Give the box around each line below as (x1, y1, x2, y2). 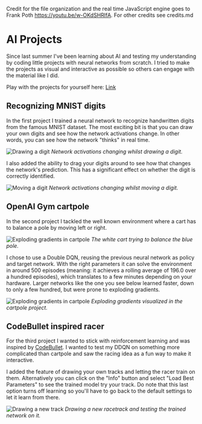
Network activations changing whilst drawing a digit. (51, 148, 183, 155)
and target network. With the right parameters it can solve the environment (6, 260, 192, 267)
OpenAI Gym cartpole (6, 201, 89, 212)
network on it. (6, 412, 41, 419)
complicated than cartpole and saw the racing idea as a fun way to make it (6, 350, 192, 358)
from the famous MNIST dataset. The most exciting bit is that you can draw (6, 123, 193, 130)
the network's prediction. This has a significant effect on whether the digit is (6, 166, 196, 173)
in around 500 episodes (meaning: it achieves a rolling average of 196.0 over (6, 267, 197, 274)
